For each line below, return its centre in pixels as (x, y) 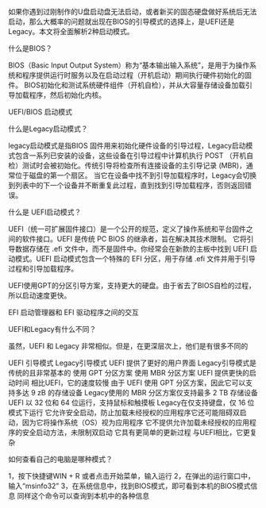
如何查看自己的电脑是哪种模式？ (60, 459)
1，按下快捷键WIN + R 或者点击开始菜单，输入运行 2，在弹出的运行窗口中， (132, 476)
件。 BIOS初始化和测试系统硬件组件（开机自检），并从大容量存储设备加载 (127, 85)
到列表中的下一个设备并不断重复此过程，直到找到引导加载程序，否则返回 (126, 185)
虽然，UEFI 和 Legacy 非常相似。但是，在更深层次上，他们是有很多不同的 (128, 346)
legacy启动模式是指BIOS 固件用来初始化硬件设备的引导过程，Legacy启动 (127, 146)
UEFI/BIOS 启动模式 (40, 112)
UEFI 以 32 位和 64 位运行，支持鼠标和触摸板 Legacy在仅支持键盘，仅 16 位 (131, 402)
